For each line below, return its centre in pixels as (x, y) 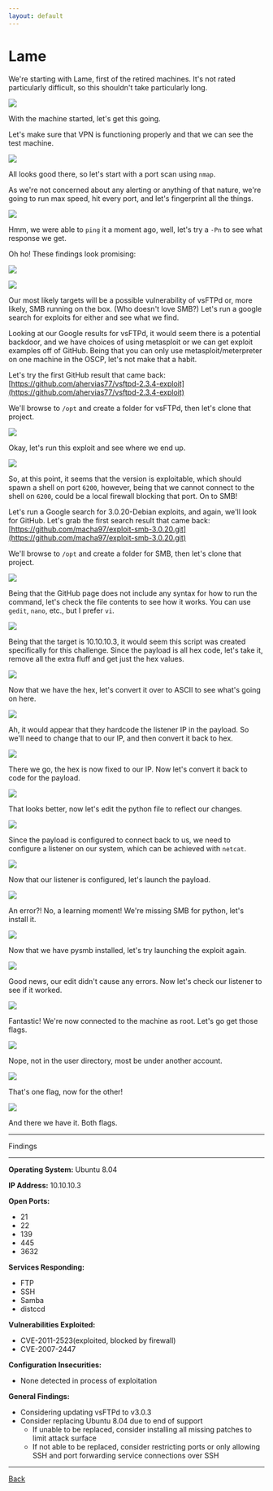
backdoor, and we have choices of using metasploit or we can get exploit (131, 342)
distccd (33, 1309)
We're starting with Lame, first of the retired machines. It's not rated (122, 79)
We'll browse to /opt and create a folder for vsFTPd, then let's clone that (130, 408)
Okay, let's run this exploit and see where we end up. (97, 448)
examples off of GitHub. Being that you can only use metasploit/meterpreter (135, 350)
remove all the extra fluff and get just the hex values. (96, 658)
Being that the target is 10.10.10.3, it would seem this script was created (127, 641)
